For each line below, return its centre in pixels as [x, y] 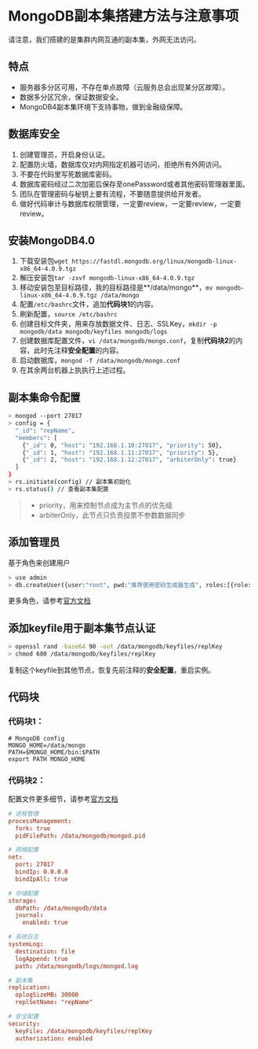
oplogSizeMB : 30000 [47, 995]
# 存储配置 [24, 893]
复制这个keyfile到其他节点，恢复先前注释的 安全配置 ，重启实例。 [112, 670]
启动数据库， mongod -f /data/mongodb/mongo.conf [100, 360]
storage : [22, 901]
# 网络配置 [24, 850]
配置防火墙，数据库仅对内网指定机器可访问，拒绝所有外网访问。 [122, 164]
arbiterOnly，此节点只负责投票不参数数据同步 [112, 515]
